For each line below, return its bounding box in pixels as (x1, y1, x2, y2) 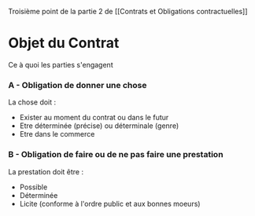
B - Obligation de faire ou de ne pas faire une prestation (8, 149, 224, 160)
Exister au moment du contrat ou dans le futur (19, 113, 169, 123)
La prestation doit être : (8, 167, 84, 176)
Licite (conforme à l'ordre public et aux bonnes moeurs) (19, 199, 201, 208)
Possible (19, 182, 48, 192)
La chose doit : (8, 97, 57, 107)
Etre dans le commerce (19, 130, 95, 139)
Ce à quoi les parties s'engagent (8, 60, 113, 69)
